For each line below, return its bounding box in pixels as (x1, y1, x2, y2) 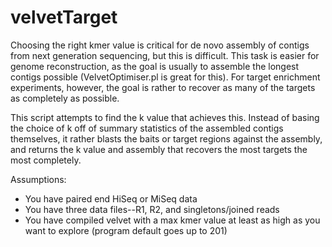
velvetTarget (10, 6, 118, 29)
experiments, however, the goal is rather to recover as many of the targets (10, 81, 316, 93)
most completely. (10, 154, 82, 166)
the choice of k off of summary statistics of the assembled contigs (10, 122, 284, 134)
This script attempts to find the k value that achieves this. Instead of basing (10, 111, 320, 123)
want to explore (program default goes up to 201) (24, 224, 228, 236)
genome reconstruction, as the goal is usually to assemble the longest (10, 60, 300, 72)
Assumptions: (10, 173, 67, 185)
